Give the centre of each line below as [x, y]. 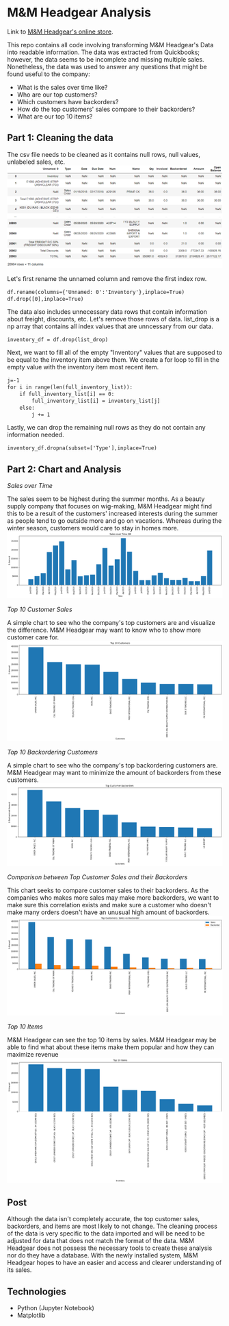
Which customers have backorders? [68, 101]
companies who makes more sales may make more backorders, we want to [113, 898]
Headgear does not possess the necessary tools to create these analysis [110, 1248]
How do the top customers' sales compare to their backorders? [106, 109]
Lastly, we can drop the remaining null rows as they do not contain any [107, 428]
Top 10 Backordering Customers [52, 752]
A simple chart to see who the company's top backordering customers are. [112, 765]
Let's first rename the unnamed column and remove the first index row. [107, 279]
